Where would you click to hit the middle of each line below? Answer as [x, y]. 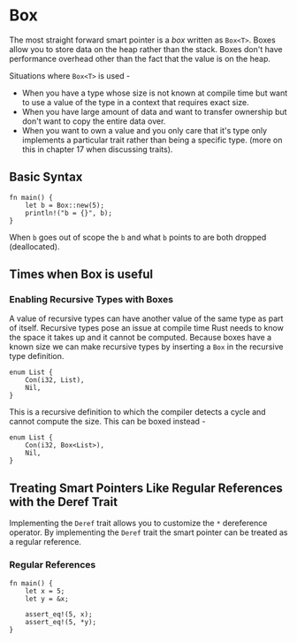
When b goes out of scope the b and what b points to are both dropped [138, 237]
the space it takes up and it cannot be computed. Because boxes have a [141, 338]
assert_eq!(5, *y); [61, 622]
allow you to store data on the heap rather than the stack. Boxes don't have [146, 49]
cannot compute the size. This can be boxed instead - [107, 422]
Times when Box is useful [81, 275]
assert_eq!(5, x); [59, 614]
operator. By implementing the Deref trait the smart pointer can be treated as [148, 532]
